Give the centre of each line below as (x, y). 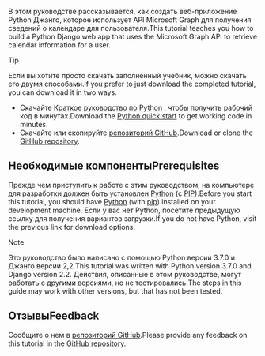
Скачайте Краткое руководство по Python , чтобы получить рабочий (136, 107)
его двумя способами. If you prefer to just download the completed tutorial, (132, 84)
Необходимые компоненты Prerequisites (114, 166)
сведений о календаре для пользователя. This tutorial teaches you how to (131, 28)
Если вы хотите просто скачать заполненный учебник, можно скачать (127, 75)
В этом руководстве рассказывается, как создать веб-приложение (123, 11)
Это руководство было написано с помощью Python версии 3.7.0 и (122, 257)
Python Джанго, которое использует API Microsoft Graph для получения (130, 20)
